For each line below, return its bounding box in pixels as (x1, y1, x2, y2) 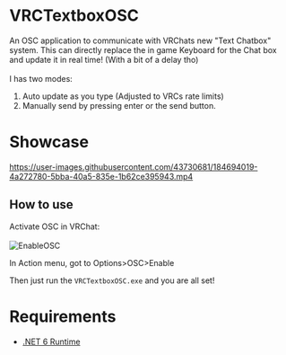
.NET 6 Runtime (22, 336, 81, 347)
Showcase (9, 132, 90, 153)
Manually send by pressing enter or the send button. (22, 100, 217, 111)
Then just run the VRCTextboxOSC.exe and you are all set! (9, 275, 215, 286)
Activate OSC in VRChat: (9, 221, 100, 232)
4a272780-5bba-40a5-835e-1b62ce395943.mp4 (9, 171, 194, 182)
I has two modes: (9, 73, 74, 84)
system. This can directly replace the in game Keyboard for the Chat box (9, 44, 277, 55)
